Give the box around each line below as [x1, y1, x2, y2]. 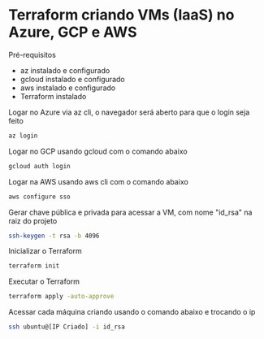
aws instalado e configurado [19, 83, 116, 93]
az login [8, 132, 38, 140]
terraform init [8, 262, 60, 270]
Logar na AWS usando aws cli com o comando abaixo [8, 176, 188, 186]
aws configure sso [8, 193, 71, 201]
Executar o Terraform [8, 276, 80, 286]
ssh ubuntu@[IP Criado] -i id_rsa [8, 323, 126, 331]
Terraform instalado [19, 91, 87, 101]
